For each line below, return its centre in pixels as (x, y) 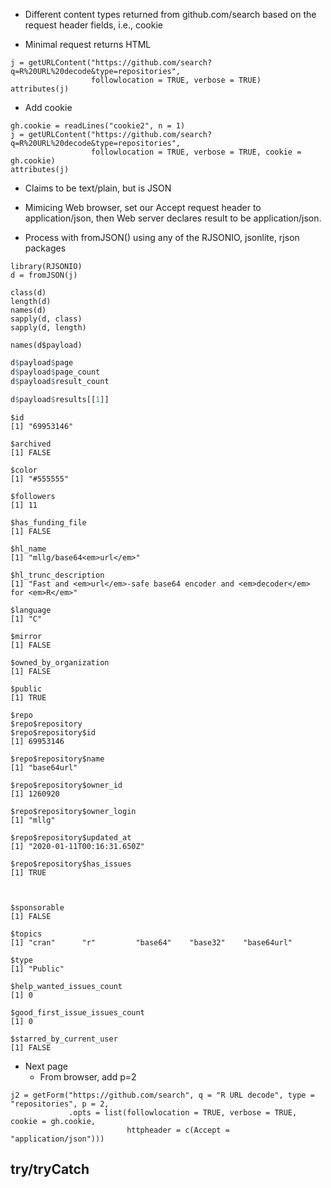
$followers (33, 496)
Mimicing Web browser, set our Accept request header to (143, 207)
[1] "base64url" (44, 767)
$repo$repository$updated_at (71, 837)
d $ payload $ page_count (55, 372)
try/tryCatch (50, 1169)
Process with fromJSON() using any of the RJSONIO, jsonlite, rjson (162, 237)
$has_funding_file (48, 522)
